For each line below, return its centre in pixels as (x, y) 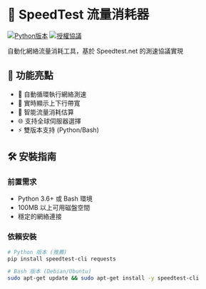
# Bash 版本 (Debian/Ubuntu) (50, 272)
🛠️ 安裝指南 (32, 157)
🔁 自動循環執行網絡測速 (52, 94)
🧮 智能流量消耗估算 (46, 112)
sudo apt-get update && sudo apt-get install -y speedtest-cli (103, 278)
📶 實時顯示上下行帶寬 (49, 103)
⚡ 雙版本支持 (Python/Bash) (58, 130)
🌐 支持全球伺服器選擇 (49, 121)
